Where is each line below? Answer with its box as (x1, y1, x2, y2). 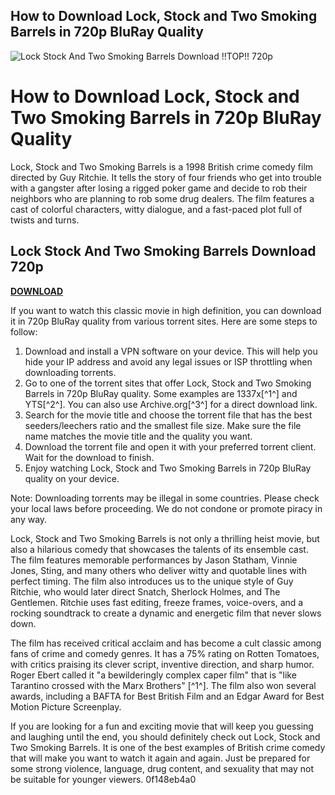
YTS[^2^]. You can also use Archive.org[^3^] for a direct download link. (24, 398, 318, 410)
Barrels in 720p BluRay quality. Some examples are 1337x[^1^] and (24, 387, 298, 399)
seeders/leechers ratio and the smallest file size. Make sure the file (24, 419, 302, 431)
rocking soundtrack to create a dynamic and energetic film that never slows (10, 607, 322, 619)
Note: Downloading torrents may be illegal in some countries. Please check (10, 492, 320, 504)
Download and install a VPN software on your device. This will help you (24, 345, 318, 357)
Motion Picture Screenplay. (10, 700, 122, 713)
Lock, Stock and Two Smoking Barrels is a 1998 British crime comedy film (10, 160, 314, 173)
